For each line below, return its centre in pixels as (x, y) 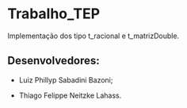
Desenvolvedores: (53, 61)
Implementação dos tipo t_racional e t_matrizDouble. (93, 36)
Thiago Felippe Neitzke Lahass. (70, 95)
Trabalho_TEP (54, 14)
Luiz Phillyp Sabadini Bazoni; (66, 79)
